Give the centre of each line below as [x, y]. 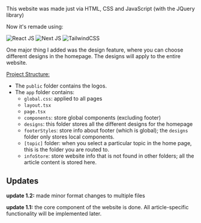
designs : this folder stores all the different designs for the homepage [108, 124]
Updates [22, 181]
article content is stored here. [60, 162]
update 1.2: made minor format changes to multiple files [76, 195]
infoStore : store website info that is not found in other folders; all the [109, 156]
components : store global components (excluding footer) [92, 117]
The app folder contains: [45, 92]
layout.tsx [37, 106]
